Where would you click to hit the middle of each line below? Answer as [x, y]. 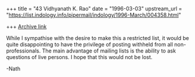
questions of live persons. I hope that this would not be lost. [79, 57]
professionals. [23, 51]
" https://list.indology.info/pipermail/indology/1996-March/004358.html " [94, 15]
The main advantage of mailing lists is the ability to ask [109, 51]
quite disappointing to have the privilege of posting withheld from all [90, 44]
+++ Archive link [26, 27]
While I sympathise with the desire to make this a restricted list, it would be [97, 38]
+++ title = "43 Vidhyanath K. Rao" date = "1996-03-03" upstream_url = [94, 9]
